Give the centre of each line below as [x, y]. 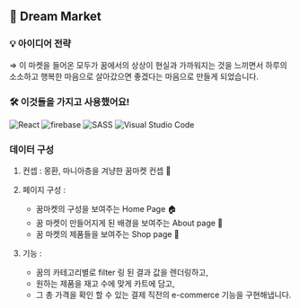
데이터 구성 [32, 149]
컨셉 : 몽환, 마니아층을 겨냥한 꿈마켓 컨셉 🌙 [97, 171]
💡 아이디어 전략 [40, 44]
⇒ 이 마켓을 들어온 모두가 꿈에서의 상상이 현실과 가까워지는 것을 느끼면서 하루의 [148, 65]
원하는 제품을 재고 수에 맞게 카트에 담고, [105, 284]
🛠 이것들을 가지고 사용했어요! [70, 101]
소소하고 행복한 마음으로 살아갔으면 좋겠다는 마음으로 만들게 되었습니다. [134, 76]
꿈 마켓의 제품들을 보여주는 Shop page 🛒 [107, 234]
